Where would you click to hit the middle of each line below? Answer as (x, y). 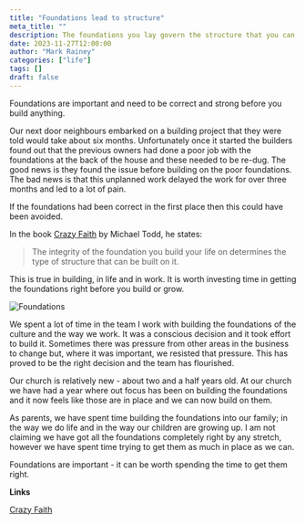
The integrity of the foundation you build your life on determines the (159, 251)
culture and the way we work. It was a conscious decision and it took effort (150, 333)
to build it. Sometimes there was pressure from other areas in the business (149, 343)
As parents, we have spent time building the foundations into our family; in (149, 417)
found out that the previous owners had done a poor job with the (131, 150)
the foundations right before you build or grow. (97, 288)
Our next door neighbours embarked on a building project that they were (146, 131)
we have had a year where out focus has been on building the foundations (149, 390)
